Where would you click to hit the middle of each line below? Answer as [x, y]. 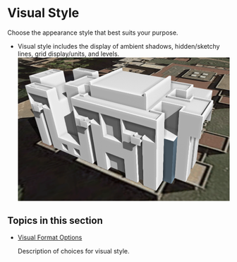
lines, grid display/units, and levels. [68, 54]
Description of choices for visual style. [73, 251]
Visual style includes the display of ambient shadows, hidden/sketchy [119, 46]
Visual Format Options [50, 237]
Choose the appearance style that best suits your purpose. [93, 32]
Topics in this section [55, 221]
